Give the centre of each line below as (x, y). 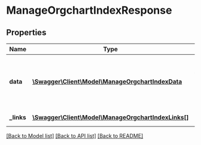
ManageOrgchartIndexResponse (89, 10)
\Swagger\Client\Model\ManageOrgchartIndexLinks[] (110, 117)
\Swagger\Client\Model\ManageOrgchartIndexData (107, 81)
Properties (26, 33)
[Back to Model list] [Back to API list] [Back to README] (75, 136)
